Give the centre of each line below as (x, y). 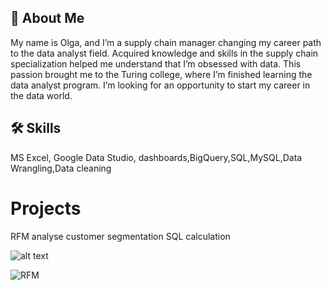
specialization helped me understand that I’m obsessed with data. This (156, 63)
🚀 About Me (47, 18)
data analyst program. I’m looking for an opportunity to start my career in (160, 85)
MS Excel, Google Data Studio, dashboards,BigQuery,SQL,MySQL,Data (156, 157)
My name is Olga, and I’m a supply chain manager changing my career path (166, 42)
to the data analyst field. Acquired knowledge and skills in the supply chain (164, 53)
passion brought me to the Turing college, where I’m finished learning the (161, 74)
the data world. (41, 95)
